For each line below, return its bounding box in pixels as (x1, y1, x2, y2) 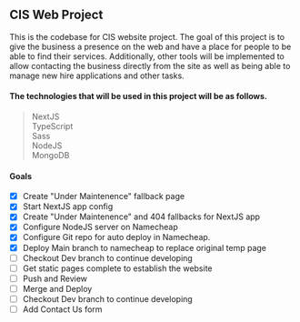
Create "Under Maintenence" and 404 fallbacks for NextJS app (22, 211, 261, 222)
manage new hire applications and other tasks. (9, 70, 185, 81)
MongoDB (31, 150, 70, 161)
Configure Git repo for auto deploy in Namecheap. (22, 232, 211, 243)
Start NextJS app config (22, 201, 114, 212)
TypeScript (31, 121, 74, 132)
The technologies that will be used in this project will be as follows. (9, 91, 268, 102)
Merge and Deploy (22, 283, 93, 294)
